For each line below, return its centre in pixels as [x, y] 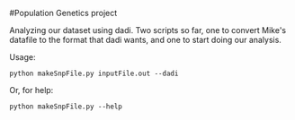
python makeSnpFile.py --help [66, 107]
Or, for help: [31, 90]
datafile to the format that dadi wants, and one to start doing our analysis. [145, 40]
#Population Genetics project [63, 13]
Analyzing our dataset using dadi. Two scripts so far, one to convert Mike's [148, 30]
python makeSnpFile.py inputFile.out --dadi [94, 73]
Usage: [22, 57]
